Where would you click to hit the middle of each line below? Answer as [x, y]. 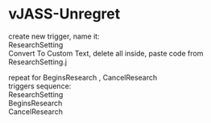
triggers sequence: [40, 86]
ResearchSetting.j [37, 62]
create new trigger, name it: [54, 36]
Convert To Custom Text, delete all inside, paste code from [106, 53]
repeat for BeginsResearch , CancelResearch [83, 77]
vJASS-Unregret [64, 14]
